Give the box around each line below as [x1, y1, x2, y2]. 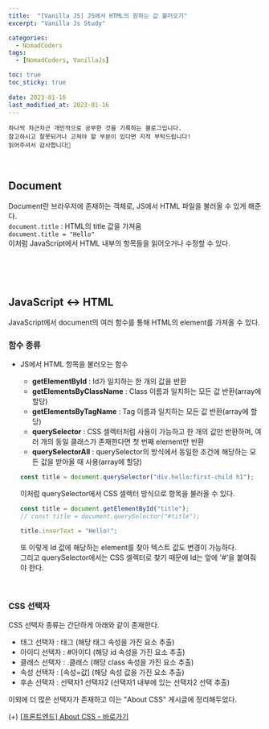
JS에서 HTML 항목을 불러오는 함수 [19, 359, 128, 369]
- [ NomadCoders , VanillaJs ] [15, 56, 110, 64]
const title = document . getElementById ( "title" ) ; [19, 505, 190, 513]
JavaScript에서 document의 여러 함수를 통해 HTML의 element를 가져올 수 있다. [8, 317, 261, 327]
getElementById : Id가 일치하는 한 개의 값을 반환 [31, 376, 187, 387]
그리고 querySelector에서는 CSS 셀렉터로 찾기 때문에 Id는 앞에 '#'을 [19, 553, 235, 562]
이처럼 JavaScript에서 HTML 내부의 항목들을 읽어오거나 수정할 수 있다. [8, 238, 231, 248]
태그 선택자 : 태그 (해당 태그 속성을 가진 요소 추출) [19, 637, 175, 647]
